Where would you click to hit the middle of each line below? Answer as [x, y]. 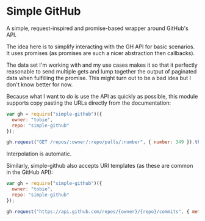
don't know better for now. [40, 84]
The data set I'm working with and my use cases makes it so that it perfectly [102, 65]
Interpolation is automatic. [39, 154]
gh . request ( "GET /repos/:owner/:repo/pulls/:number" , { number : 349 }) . [101, 142]
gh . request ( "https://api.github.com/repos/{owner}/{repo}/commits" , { [98, 212]
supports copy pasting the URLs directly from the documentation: [89, 103]
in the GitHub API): [30, 172]
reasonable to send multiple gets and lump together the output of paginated [102, 71]
